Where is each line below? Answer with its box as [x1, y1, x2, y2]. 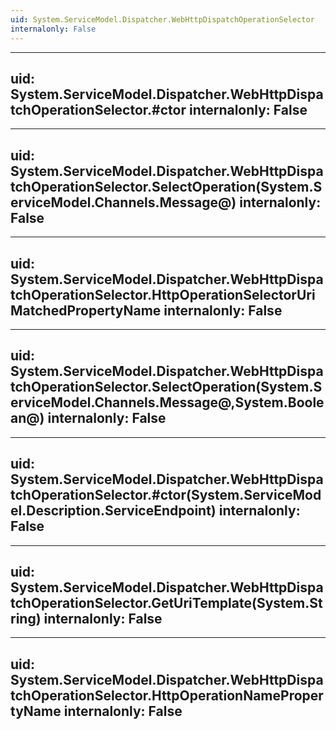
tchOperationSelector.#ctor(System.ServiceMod [10, 487, 322, 504]
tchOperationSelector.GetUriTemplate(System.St [10, 594, 323, 611]
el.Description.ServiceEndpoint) [10, 502, 217, 520]
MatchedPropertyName [10, 302, 162, 319]
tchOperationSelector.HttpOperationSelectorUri [10, 286, 316, 303]
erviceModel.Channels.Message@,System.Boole [10, 394, 325, 411]
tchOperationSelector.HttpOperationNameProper [10, 687, 324, 704]
